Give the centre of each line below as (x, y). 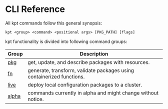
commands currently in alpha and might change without (93, 92)
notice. (36, 99)
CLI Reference (35, 9)
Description (94, 53)
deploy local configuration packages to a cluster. (85, 84)
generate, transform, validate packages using (81, 70)
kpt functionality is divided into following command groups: (66, 41)
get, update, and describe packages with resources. (89, 62)
